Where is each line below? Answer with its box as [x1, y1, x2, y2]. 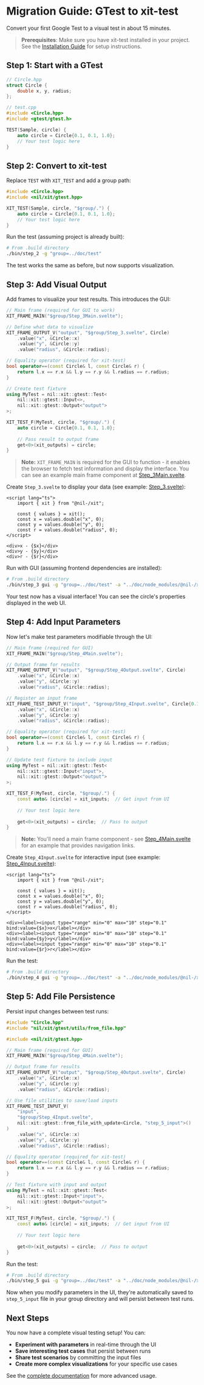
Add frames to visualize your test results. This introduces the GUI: [6, 295, 171, 303]
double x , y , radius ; [17, 88, 72, 94]
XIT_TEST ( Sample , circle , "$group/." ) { [6, 205, 110, 211]
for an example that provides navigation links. [21, 842, 135, 849]
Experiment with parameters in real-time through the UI [15, 1341, 157, 1348]
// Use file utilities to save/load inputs [6, 1098, 118, 1104]
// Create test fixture [6, 386, 67, 392]
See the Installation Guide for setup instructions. [21, 43, 142, 50]
